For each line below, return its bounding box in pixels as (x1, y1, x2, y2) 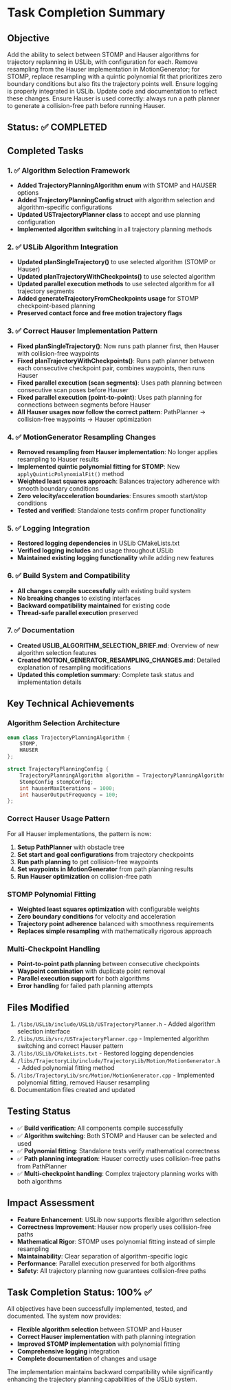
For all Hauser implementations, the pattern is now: (7, 829, 152, 837)
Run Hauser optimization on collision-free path (16, 872, 153, 880)
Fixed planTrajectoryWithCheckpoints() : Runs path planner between (16, 356, 214, 365)
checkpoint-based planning (16, 301, 96, 310)
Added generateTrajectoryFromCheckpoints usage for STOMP (16, 295, 199, 303)
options (16, 189, 39, 197)
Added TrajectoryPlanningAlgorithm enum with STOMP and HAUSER (16, 181, 217, 190)
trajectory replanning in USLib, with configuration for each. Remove (7, 58, 198, 66)
